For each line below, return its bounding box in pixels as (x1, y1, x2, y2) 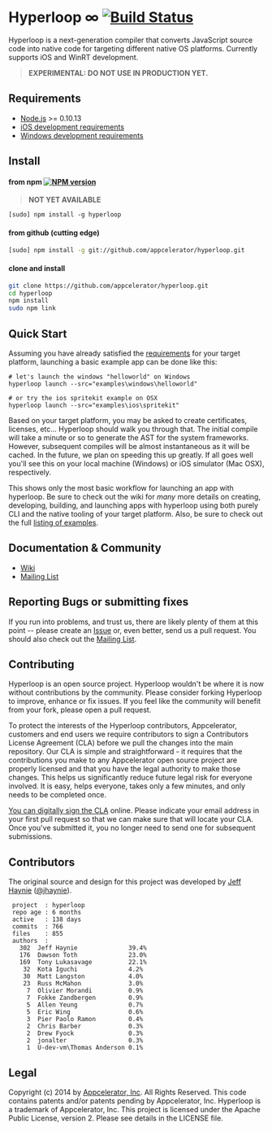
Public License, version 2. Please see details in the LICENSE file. (8, 1113, 223, 1123)
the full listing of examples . (8, 517, 99, 527)
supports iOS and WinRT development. (8, 52, 139, 62)
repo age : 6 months (11, 908, 82, 917)
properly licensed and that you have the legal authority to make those (8, 764, 241, 774)
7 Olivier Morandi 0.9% (26, 987, 144, 995)
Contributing (8, 657, 75, 671)
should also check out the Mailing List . (8, 634, 137, 644)
